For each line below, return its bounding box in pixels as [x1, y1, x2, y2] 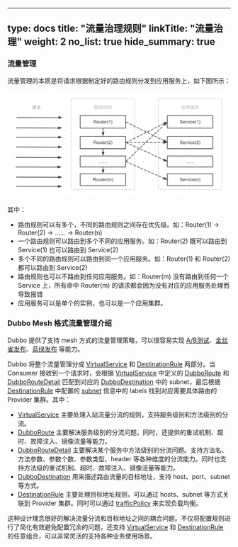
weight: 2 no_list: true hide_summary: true [23, 36, 216, 48]
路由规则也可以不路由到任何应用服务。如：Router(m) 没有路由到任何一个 [17, 272, 229, 281]
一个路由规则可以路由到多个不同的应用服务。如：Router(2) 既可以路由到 [17, 237, 227, 245]
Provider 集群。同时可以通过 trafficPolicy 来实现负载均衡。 [31, 499, 203, 507]
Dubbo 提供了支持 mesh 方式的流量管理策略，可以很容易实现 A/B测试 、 [7, 336, 216, 344]
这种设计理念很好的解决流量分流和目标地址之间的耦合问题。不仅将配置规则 [7, 514, 225, 522]
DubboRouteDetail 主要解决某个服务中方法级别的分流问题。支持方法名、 [17, 446, 228, 454]
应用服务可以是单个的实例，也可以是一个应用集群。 [17, 299, 167, 308]
